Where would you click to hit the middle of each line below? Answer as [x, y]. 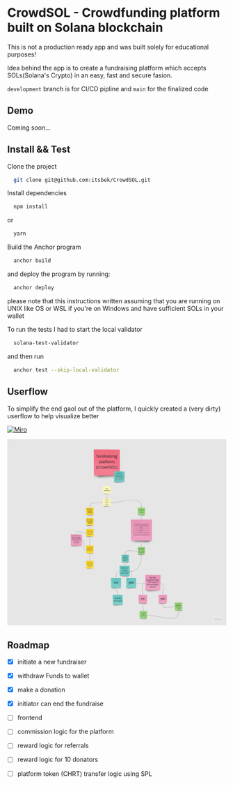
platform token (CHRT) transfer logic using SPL [85, 773]
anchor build [32, 261]
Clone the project [32, 166]
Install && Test [39, 150]
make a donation [41, 690]
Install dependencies [37, 193]
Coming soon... [29, 128]
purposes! [22, 54]
